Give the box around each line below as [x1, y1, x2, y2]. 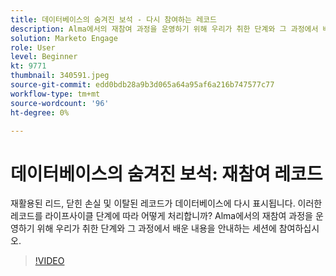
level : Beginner [10, 52, 78, 62]
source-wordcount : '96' [10, 98, 110, 108]
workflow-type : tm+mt [10, 89, 101, 99]
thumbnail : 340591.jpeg [10, 71, 110, 81]
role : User [10, 42, 56, 53]
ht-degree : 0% [10, 107, 70, 118]
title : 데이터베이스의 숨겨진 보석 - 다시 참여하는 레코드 [10, 14, 217, 25]
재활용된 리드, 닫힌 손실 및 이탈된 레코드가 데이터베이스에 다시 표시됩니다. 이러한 [10, 197, 323, 210]
